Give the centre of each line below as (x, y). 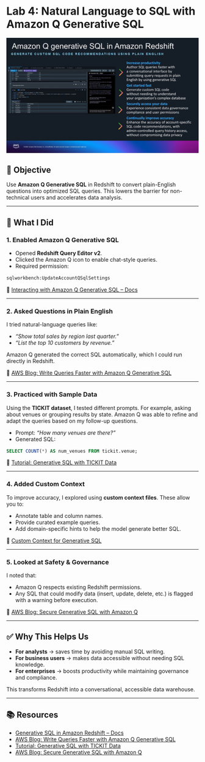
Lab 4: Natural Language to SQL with (101, 11)
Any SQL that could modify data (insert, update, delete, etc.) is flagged (104, 594)
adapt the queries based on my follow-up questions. (72, 421)
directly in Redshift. (31, 361)
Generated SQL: (35, 439)
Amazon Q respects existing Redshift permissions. (78, 588)
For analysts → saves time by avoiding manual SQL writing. (90, 652)
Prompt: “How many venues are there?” (65, 433)
